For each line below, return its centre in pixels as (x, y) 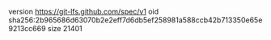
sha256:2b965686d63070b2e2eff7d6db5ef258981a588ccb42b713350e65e (135, 20)
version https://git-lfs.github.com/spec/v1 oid (84, 12)
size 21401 (65, 28)
